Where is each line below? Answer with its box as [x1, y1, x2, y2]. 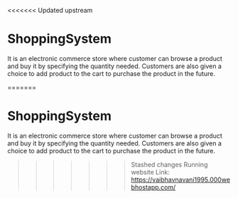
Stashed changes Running [131, 160, 208, 169]
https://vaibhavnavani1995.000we [131, 175, 231, 184]
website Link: [131, 167, 171, 176]
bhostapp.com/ [131, 182, 176, 191]
